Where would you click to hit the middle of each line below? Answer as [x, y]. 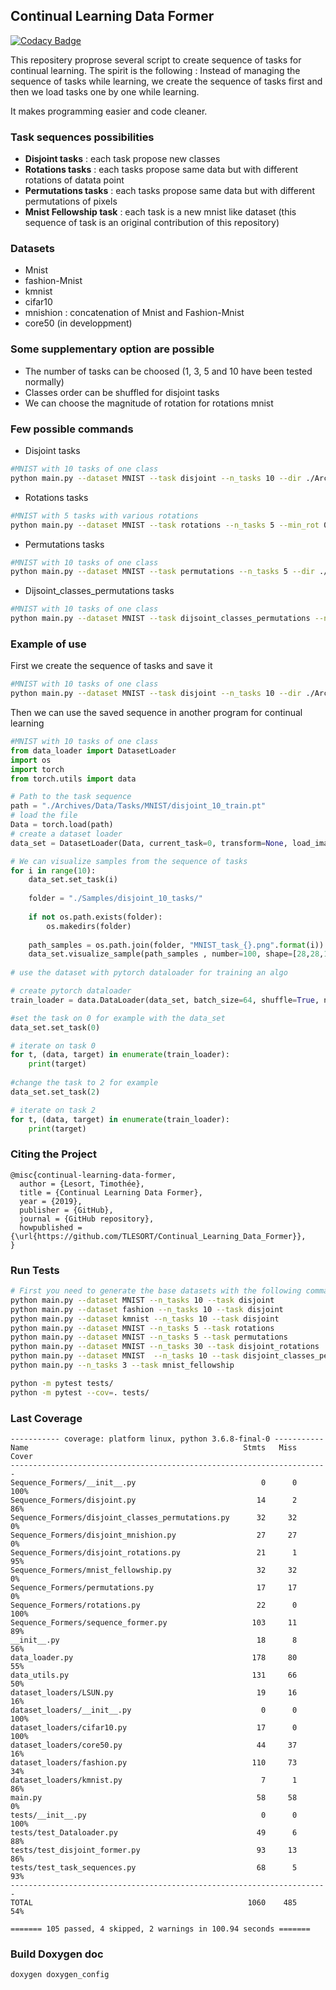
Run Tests [35, 1270]
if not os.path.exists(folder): [95, 917]
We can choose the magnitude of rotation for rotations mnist [149, 403]
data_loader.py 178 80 [154, 1657]
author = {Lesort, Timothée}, [82, 1184]
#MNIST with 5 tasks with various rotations [104, 515]
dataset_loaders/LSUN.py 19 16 [154, 1692]
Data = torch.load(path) [62, 825]
